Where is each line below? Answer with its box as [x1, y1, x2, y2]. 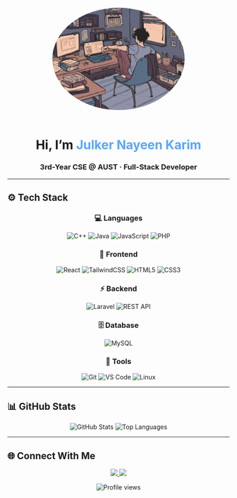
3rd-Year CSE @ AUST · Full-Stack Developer [39, 162, 197, 172]
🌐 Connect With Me [7, 449, 96, 462]
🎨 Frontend [99, 250, 138, 260]
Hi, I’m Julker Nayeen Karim [35, 137, 202, 153]
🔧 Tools [105, 357, 132, 367]
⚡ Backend [99, 284, 138, 293]
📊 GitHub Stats [7, 400, 76, 413]
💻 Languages [94, 213, 143, 223]
